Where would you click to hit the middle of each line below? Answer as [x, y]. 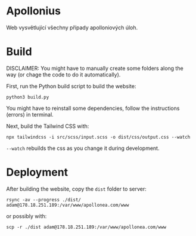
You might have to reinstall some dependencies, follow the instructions [93, 108]
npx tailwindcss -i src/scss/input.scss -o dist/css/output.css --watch [98, 137]
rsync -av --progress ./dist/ [44, 200]
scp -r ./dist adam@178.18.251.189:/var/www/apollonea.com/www [86, 227]
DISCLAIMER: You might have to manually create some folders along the [95, 68]
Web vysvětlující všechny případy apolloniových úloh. [72, 27]
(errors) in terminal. [30, 114]
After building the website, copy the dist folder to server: [77, 189]
